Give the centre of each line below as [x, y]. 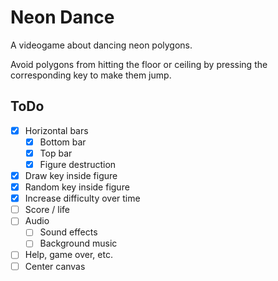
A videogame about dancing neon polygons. [101, 45]
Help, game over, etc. [68, 255]
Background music [78, 243]
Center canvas [55, 266]
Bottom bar [63, 142]
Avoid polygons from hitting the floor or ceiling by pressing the [139, 64]
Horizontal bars [56, 130]
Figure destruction [78, 164]
